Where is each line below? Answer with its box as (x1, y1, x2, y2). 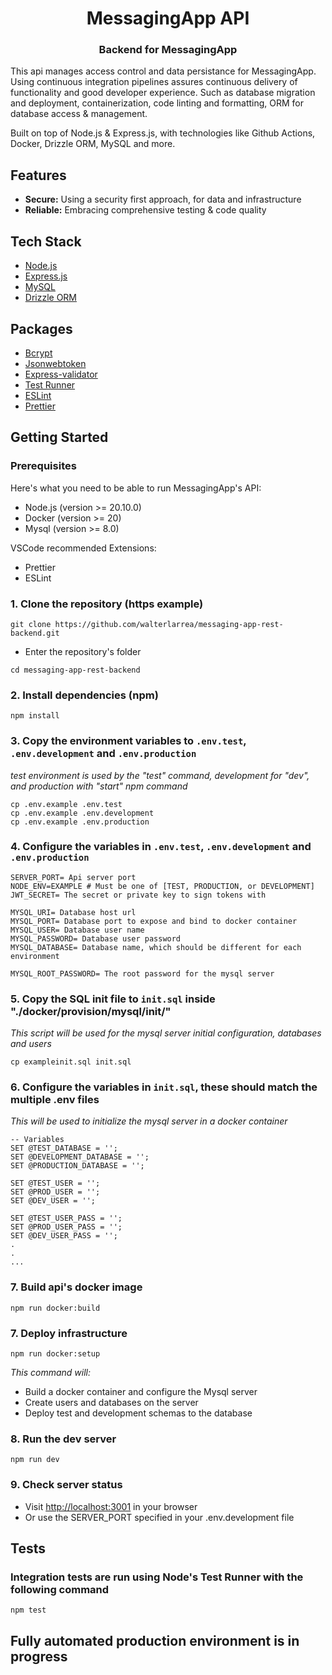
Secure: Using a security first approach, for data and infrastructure (24, 193, 302, 206)
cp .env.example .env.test (10, 799, 123, 809)
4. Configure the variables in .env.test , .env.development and (10, 840, 312, 854)
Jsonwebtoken (24, 357, 87, 369)
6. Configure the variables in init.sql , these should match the (10, 1080, 318, 1094)
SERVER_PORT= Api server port (10, 872, 137, 882)
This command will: (10, 1366, 92, 1378)
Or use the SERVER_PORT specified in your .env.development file (24, 1511, 295, 1523)
